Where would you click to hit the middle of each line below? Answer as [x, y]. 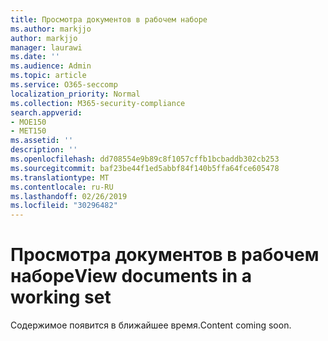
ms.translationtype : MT [60, 177]
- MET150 [28, 131]
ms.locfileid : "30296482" [64, 206]
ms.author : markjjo [51, 29]
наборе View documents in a [131, 276]
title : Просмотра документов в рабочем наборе [109, 19]
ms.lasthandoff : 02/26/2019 [69, 196]
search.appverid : [46, 112]
